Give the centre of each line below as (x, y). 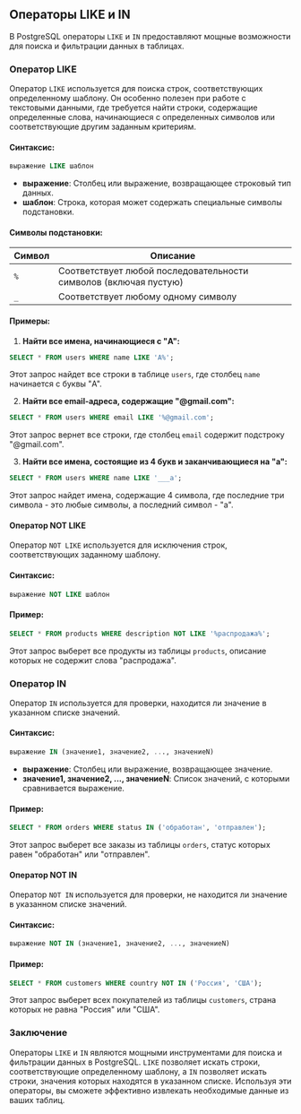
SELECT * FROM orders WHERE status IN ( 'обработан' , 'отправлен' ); (138, 828)
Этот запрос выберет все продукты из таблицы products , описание (138, 651)
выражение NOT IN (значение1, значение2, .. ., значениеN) (120, 944)
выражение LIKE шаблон (52, 166)
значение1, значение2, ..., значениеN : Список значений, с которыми (156, 778)
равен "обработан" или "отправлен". (80, 854)
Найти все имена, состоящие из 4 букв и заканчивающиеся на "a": (155, 462)
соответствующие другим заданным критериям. (103, 127)
